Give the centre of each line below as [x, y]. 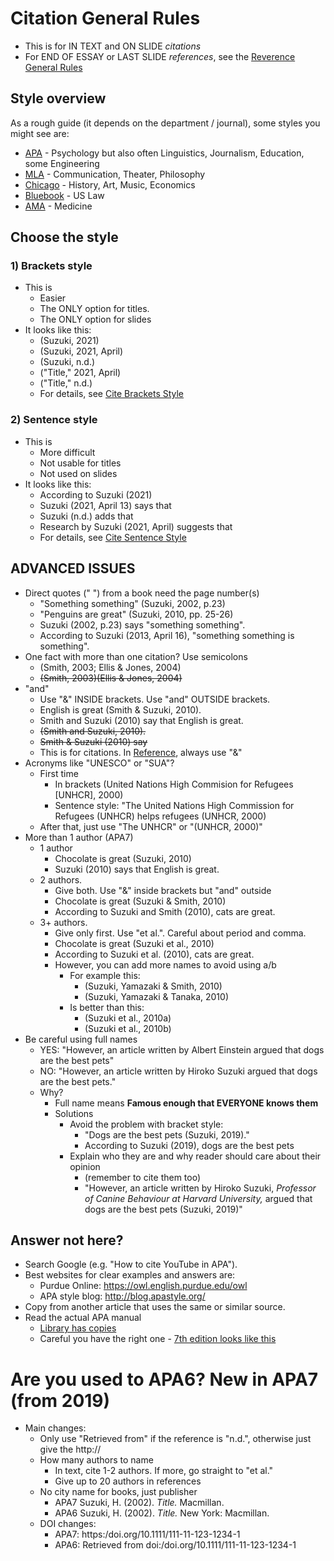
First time [59, 773]
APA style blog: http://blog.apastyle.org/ [122, 1296]
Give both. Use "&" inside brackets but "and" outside [163, 890]
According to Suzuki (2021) [96, 494]
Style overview [58, 98]
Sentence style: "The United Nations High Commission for [174, 805]
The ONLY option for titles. [94, 309]
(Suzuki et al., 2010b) [128, 1028]
